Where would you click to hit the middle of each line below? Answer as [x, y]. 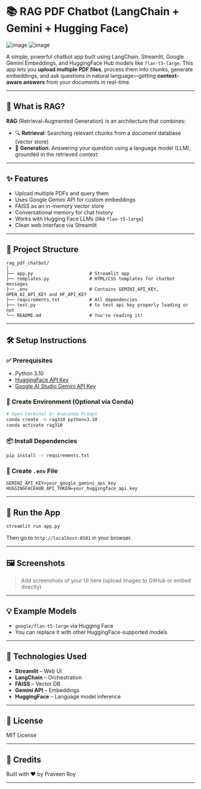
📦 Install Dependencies [42, 441]
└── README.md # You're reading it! [75, 316]
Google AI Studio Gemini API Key [55, 386]
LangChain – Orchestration [48, 677]
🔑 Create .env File [32, 471]
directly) [31, 587]
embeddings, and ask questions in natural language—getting [81, 75]
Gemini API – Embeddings [47, 690]
